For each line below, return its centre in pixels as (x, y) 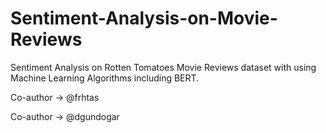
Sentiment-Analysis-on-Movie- (144, 18)
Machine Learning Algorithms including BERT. (105, 78)
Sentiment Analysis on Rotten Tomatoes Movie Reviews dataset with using (163, 67)
